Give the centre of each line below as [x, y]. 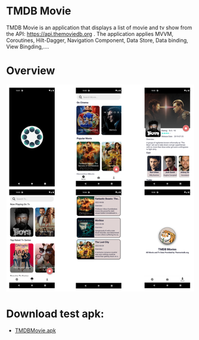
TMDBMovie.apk [35, 330]
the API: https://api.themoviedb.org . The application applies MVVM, [90, 33]
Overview [31, 71]
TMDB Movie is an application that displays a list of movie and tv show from [99, 27]
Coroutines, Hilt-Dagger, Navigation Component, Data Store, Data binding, [97, 40]
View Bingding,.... [28, 47]
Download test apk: [55, 313]
